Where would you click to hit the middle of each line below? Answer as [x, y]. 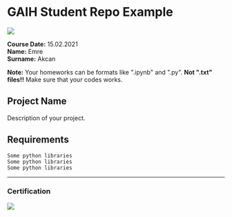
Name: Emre [25, 51]
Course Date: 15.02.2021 [42, 44]
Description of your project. [46, 117]
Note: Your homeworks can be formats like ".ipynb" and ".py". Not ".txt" [110, 72]
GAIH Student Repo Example [90, 12]
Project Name [37, 101]
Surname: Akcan [31, 59]
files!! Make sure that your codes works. [65, 79]
